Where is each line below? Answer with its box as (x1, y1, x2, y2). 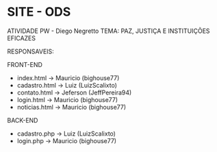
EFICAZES (7, 34, 36, 42)
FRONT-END (7, 60, 43, 68)
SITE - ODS (7, 4, 71, 20)
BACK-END (7, 116, 38, 124)
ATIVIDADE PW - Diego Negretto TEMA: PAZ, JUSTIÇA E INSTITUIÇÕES (7, 27, 210, 35)
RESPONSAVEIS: (7, 47, 55, 55)
